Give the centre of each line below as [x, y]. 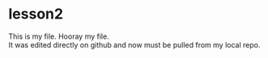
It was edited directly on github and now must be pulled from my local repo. [134, 44]
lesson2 [36, 14]
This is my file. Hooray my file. [59, 36]
